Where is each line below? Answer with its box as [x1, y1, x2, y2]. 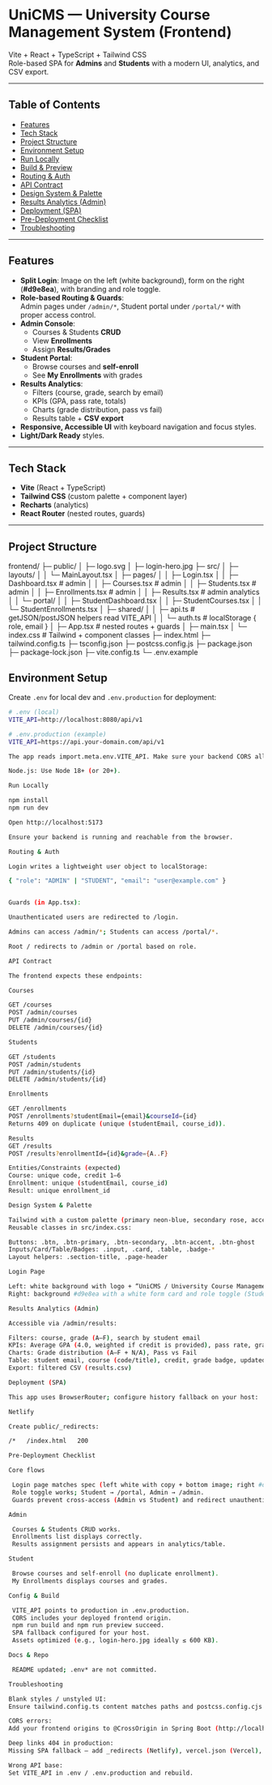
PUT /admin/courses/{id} [8, 1016, 92, 1024]
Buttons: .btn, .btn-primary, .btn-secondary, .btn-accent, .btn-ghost [8, 1238, 255, 1246]
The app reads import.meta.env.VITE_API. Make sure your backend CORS [8, 752, 252, 761]
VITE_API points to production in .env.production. [11, 1606, 190, 1614]
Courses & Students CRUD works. [11, 1525, 121, 1533]
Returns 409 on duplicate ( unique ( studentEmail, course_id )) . [8, 1120, 227, 1128]
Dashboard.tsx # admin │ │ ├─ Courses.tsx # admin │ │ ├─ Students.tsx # [8, 579, 257, 588]
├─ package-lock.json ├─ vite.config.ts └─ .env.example [8, 647, 198, 657]
